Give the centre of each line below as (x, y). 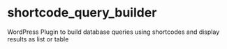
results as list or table (38, 39)
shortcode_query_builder (82, 13)
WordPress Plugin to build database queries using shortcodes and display (113, 32)
